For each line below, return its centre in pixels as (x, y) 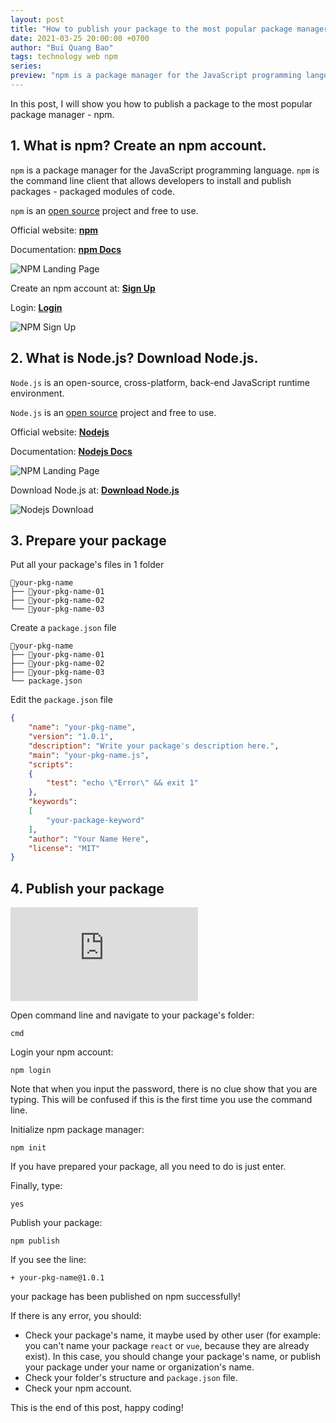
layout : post (37, 19)
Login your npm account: (62, 1052)
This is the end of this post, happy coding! (97, 1408)
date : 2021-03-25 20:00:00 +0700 (80, 38)
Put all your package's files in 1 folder (87, 565)
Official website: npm (54, 230)
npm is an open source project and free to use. (104, 210)
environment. (37, 393)
